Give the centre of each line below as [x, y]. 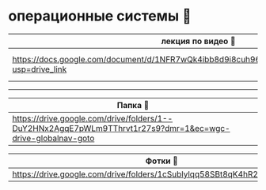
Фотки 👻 [161, 161]
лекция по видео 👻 [198, 41]
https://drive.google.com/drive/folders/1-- [93, 118]
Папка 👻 [133, 105]
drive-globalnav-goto [53, 138]
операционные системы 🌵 [100, 16]
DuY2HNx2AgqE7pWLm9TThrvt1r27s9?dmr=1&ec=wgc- [122, 128]
